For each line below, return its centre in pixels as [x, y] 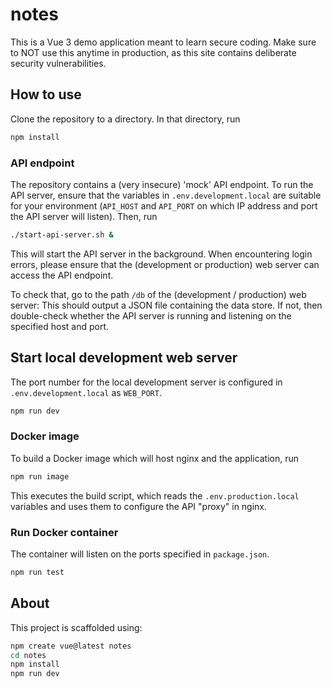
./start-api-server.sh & [62, 234]
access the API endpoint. [62, 275]
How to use [46, 94]
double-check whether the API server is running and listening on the [151, 315]
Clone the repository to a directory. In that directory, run [125, 119]
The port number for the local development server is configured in [146, 382]
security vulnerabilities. [58, 63]
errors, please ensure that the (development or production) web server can [165, 264]
